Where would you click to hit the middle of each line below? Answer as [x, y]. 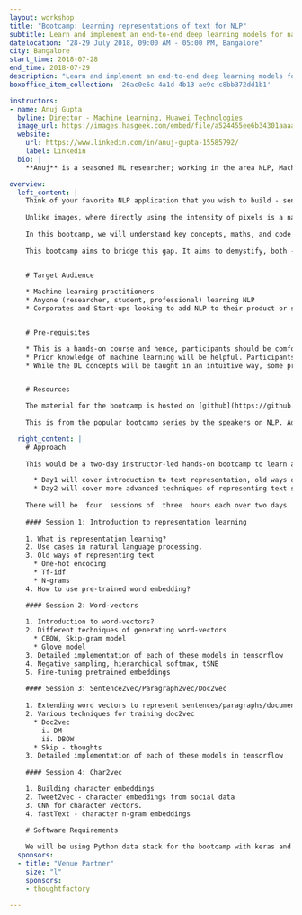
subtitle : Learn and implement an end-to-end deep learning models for [146, 34]
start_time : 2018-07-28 [54, 59]
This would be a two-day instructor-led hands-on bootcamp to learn [156, 464]
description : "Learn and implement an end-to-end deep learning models [146, 76]
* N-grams [51, 580]
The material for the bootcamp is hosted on [110, 406]
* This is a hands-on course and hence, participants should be [148, 349]
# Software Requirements [72, 830]
